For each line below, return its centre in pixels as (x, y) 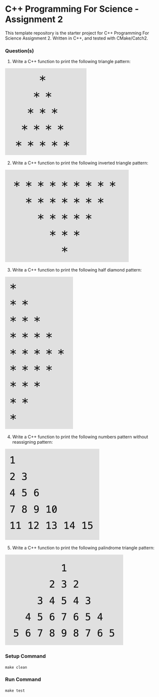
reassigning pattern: (32, 442)
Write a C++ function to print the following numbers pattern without (80, 437)
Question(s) (20, 51)
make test (15, 691)
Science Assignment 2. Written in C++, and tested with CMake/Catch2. (77, 38)
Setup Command (25, 656)
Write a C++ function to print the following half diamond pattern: (77, 270)
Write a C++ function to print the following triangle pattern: (71, 62)
